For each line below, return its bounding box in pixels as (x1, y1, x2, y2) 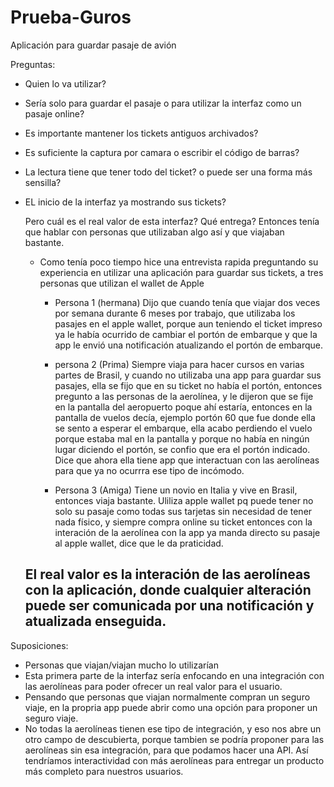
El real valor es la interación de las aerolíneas (24, 566, 311, 583)
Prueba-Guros (10, 6, 132, 29)
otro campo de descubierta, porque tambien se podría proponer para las (24, 733, 325, 745)
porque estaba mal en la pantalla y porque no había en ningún (54, 432, 310, 445)
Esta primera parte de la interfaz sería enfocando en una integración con (24, 669, 325, 681)
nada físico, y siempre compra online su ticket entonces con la (54, 516, 313, 528)
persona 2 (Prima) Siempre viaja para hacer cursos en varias (54, 358, 305, 370)
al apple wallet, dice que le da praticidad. (54, 537, 224, 549)
